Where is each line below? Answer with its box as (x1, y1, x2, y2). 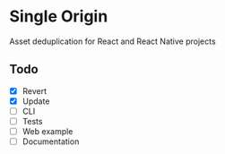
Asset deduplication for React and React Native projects (9, 36, 217, 47)
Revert (22, 85, 48, 96)
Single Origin (9, 6, 108, 27)
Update (22, 96, 50, 107)
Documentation (22, 136, 80, 147)
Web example (22, 126, 74, 136)
